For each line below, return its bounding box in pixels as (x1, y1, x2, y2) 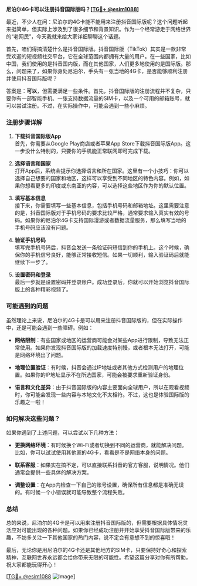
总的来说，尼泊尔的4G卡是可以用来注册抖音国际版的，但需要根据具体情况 (6, 519, 183, 527)
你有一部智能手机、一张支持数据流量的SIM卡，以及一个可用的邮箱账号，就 (11, 95, 191, 102)
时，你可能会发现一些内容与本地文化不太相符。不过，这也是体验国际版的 (14, 391, 189, 398)
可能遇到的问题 (6, 302, 49, 310)
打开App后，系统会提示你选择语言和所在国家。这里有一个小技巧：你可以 (14, 167, 189, 174)
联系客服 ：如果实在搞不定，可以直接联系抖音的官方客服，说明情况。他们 (14, 461, 189, 468)
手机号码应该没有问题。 (14, 224, 72, 231)
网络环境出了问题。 (19, 351, 66, 358)
